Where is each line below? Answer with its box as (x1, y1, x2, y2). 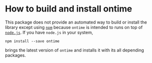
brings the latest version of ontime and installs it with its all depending (5, 47, 144, 53)
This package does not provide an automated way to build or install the (5, 19, 147, 25)
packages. (5, 52, 26, 58)
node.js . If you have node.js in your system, (5, 29, 93, 35)
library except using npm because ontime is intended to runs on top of (5, 24, 143, 30)
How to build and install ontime (5, 3, 133, 14)
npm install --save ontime (5, 38, 60, 44)
